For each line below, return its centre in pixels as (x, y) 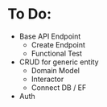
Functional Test (56, 53)
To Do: (30, 14)
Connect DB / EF (59, 87)
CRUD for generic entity (59, 62)
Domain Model (55, 70)
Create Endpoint (58, 44)
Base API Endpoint (50, 36)
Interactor (47, 79)
